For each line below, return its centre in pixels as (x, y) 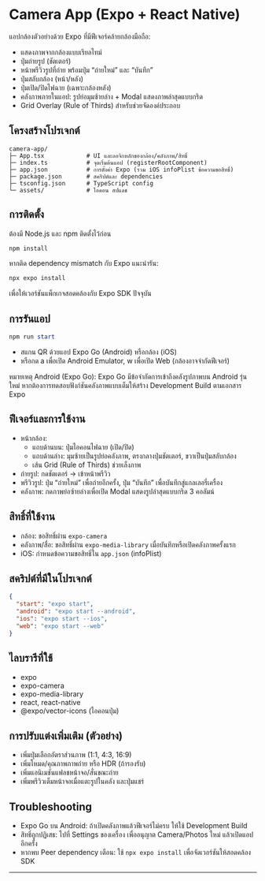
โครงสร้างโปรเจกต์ (45, 131)
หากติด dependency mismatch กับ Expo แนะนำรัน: (84, 263)
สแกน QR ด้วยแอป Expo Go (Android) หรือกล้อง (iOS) (99, 352)
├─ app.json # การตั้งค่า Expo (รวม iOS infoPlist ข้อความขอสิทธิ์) (121, 170)
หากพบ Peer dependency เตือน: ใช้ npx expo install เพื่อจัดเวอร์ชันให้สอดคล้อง (135, 853)
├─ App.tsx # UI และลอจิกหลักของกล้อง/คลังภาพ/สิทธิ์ (98, 155)
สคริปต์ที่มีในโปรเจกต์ (51, 579)
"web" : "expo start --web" (60, 626)
